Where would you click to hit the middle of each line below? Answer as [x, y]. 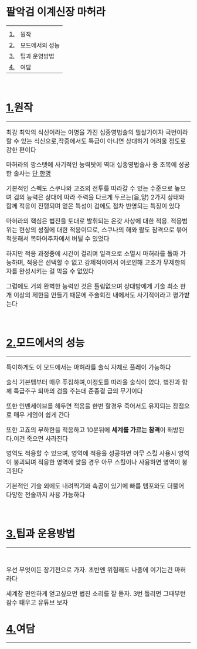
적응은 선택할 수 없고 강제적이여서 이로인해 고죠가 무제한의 [106, 263]
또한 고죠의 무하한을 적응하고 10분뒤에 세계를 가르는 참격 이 [86, 430]
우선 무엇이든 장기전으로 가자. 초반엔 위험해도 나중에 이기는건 [89, 570]
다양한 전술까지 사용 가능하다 [45, 495]
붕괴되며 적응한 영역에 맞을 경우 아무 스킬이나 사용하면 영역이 [97, 463]
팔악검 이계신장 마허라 [56, 12]
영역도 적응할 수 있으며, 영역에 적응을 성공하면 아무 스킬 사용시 [91, 454]
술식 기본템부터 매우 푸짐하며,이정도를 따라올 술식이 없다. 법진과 [93, 382]
